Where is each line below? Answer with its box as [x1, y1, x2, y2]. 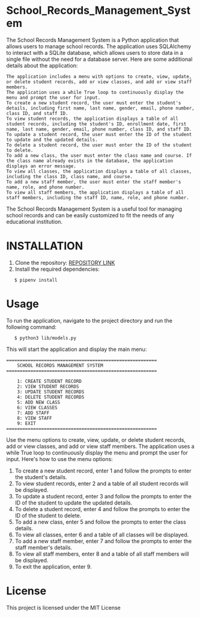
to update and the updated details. [6, 137, 98, 143]
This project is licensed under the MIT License [6, 604, 121, 611]
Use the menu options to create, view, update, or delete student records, [6, 436, 186, 443]
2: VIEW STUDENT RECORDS [17, 383, 79, 389]
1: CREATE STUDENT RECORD [17, 378, 82, 384]
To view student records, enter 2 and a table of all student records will [14, 480, 189, 487]
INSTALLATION [6, 239, 83, 253]
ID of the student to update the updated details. [14, 499, 133, 506]
